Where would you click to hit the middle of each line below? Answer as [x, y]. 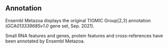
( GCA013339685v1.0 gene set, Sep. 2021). [50, 26]
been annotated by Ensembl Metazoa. [45, 41]
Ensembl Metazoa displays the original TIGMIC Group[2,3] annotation [78, 20]
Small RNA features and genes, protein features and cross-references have [84, 35]
